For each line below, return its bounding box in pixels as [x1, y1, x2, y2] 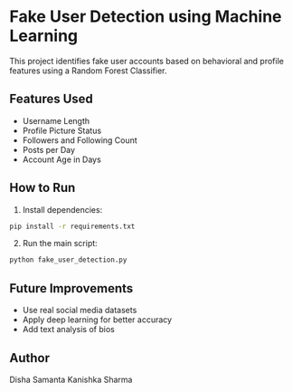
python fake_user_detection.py [9, 255, 128, 264]
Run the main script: [22, 238, 98, 249]
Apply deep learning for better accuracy [22, 314, 173, 325]
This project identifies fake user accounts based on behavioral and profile [9, 55, 285, 66]
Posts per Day [22, 144, 75, 155]
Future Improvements [9, 281, 134, 296]
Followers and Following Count [22, 134, 137, 146]
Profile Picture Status [22, 125, 102, 136]
